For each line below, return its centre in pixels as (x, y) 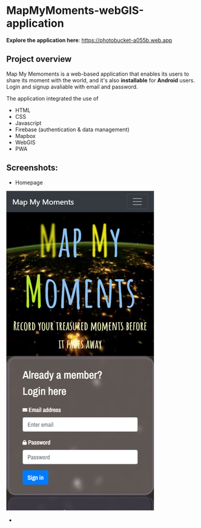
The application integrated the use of (52, 98)
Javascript (28, 123)
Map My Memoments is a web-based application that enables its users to (98, 74)
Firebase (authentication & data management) (72, 129)
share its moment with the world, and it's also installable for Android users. (101, 80)
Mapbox (25, 136)
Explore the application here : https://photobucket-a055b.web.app (89, 40)
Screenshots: (32, 168)
